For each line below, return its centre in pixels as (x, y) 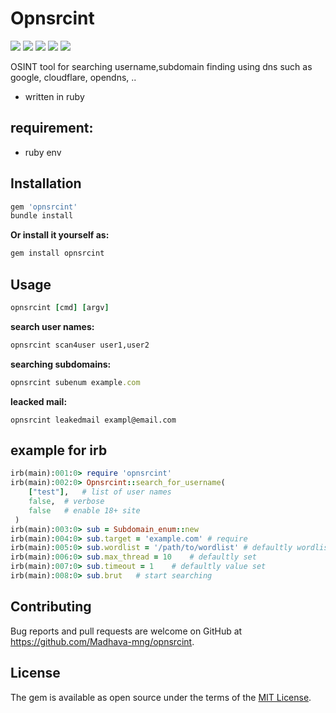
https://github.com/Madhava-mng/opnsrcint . (102, 641)
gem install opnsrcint (57, 253)
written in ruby (54, 96)
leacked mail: (39, 401)
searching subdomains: (61, 364)
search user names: (52, 326)
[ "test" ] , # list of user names (100, 492)
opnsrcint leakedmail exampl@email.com (93, 420)
